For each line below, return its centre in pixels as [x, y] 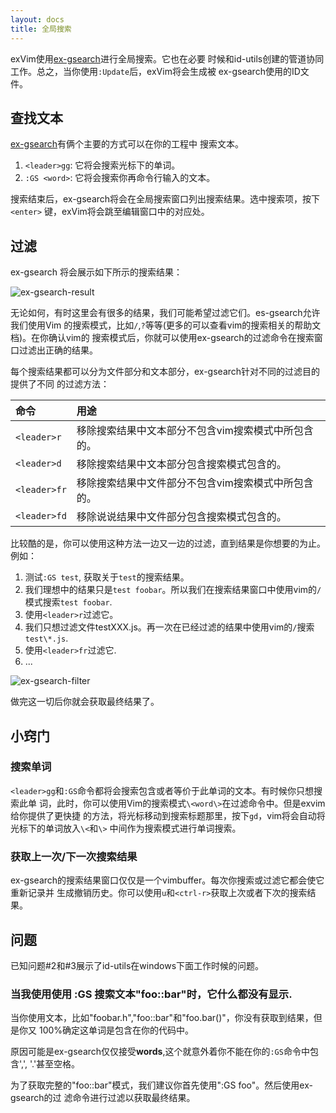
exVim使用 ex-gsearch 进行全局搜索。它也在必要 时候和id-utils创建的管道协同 [167, 58]
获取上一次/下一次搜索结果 [74, 856]
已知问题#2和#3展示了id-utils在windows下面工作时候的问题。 [137, 965]
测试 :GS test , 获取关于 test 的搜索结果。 [107, 577]
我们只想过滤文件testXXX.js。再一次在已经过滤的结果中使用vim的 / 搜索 [169, 627]
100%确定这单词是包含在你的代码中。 [116, 1030]
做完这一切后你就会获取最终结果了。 [85, 702]
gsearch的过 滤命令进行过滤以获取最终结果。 [103, 1098]
